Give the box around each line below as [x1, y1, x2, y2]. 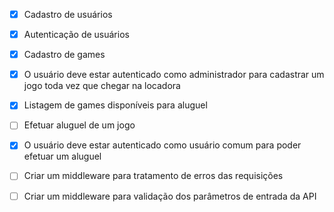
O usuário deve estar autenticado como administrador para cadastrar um [23, 69, 325, 81]
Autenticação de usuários [23, 29, 130, 41]
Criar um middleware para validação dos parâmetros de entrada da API [23, 190, 317, 202]
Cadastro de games [23, 49, 106, 61]
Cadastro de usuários [23, 9, 113, 20]
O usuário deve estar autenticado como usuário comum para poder [23, 139, 302, 151]
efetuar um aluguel [23, 150, 102, 163]
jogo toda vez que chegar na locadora [23, 80, 181, 92]
